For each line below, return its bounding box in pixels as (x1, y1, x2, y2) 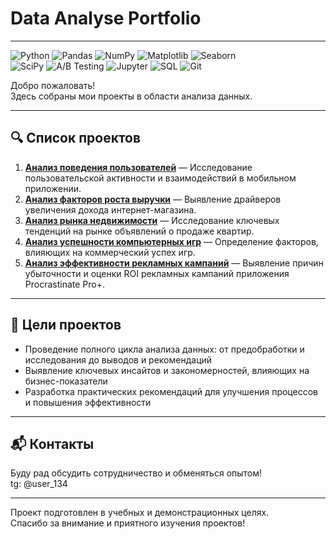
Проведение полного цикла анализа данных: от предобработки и (24, 343, 305, 355)
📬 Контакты (10, 435, 95, 452)
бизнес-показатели (24, 375, 108, 387)
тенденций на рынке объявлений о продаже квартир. (24, 225, 255, 237)
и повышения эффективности (24, 396, 152, 408)
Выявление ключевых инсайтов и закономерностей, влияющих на (24, 364, 310, 376)
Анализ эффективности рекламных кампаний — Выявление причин (24, 257, 324, 269)
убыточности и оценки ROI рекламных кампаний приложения (24, 267, 290, 279)
